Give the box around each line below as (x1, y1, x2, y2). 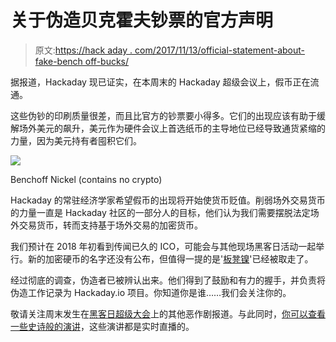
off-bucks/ (84, 55, 130, 67)
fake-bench (34, 55, 83, 67)
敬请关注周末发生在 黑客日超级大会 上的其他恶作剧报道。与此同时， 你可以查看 (10, 307, 326, 320)
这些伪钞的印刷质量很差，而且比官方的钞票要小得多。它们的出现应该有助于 (10, 109, 317, 121)
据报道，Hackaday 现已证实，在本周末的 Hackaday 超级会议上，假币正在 (10, 76, 311, 88)
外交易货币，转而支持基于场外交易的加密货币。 (10, 219, 203, 231)
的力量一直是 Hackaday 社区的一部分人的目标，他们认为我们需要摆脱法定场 (10, 206, 320, 218)
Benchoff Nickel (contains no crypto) (10, 173, 163, 185)
